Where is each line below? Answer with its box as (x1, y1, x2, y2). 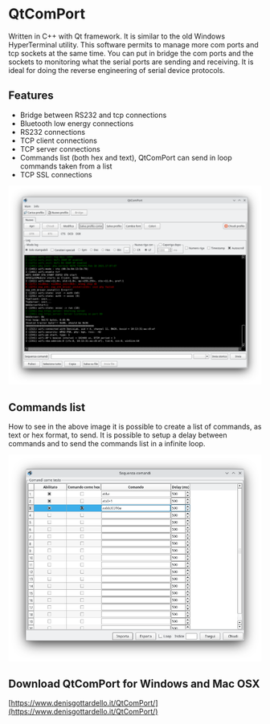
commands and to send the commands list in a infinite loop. (8, 439, 206, 449)
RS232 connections (19, 127, 86, 136)
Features (8, 89, 54, 103)
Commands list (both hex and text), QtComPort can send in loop (19, 153, 233, 162)
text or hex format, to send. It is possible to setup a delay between (8, 430, 227, 440)
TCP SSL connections (19, 169, 92, 179)
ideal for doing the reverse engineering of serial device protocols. (8, 65, 225, 75)
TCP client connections (19, 136, 98, 145)
